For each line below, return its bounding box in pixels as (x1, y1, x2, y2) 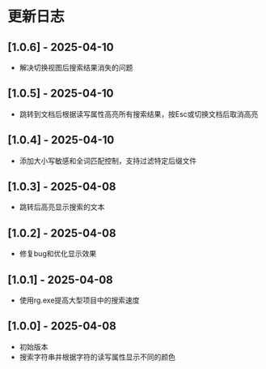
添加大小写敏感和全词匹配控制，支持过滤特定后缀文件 (19, 156, 197, 165)
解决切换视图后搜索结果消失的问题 (19, 62, 133, 72)
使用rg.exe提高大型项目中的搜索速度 (19, 295, 140, 305)
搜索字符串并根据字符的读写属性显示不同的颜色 (19, 352, 175, 362)
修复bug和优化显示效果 (19, 249, 97, 259)
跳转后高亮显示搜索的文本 (19, 202, 105, 212)
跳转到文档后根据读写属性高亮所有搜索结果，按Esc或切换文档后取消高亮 (19, 109, 259, 118)
